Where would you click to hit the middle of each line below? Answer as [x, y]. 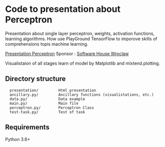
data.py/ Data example [47, 99]
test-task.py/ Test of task [47, 112]
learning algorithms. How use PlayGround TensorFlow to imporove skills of [81, 39]
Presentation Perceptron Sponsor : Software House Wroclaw [67, 54]
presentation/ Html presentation [53, 90]
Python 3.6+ [18, 139]
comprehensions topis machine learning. [47, 44]
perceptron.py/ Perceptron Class [52, 108]
